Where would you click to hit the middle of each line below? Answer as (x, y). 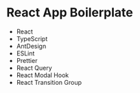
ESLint (25, 53)
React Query (34, 68)
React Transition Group (49, 82)
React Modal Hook (43, 75)
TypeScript (32, 38)
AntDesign (31, 46)
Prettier (27, 60)
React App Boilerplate (70, 13)
